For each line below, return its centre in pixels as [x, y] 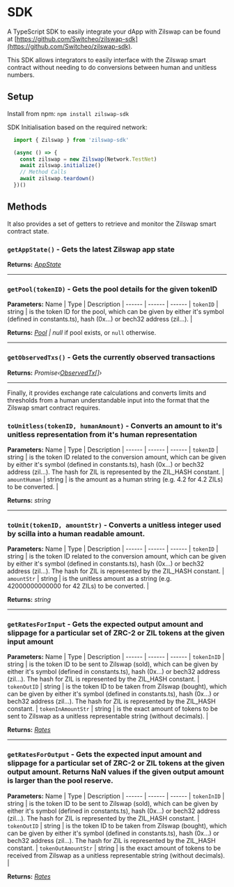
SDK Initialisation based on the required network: [77, 127]
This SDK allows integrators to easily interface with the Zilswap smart [107, 59]
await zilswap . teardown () [57, 179]
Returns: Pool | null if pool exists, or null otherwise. [82, 333]
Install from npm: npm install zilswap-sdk [68, 113]
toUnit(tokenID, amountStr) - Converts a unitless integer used [114, 525]
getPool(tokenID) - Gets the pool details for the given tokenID [112, 289]
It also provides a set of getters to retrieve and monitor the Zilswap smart [112, 224]
